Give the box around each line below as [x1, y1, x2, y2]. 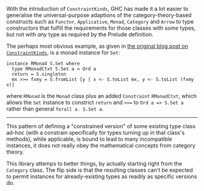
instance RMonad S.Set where [6, 60, 80, 66]
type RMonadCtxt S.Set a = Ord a [12, 66, 97, 72]
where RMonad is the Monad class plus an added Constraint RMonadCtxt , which [6, 92, 197, 99]
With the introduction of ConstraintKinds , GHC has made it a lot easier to [6, 5, 189, 12]
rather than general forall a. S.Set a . [6, 105, 104, 112]
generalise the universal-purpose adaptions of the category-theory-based [6, 11, 192, 19]
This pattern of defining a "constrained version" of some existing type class [6, 123, 196, 129]
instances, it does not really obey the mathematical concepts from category [6, 142, 195, 149]
